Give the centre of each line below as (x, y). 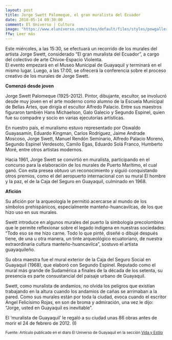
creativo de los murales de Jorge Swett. (47, 76)
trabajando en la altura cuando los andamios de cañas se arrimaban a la (81, 291)
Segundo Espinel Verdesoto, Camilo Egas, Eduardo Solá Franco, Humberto (84, 144)
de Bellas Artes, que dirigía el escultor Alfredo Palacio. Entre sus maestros (84, 107)
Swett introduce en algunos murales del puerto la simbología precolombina (84, 222)
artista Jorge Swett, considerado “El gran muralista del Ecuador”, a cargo (82, 54)
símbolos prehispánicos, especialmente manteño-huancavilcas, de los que (84, 207)
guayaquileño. (20, 249)
